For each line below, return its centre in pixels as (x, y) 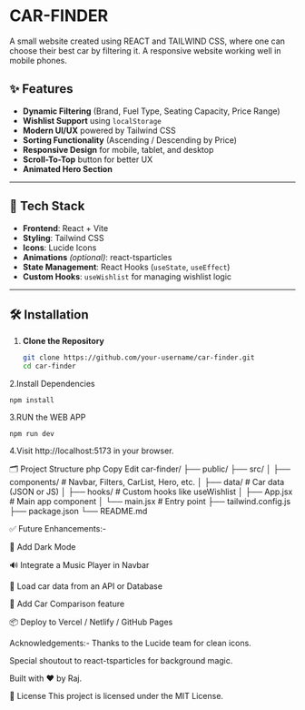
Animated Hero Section (68, 168)
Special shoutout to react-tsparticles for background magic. (121, 661)
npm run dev (32, 434)
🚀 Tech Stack (47, 206)
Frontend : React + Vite (65, 228)
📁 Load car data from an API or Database (86, 586)
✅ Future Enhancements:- (58, 529)
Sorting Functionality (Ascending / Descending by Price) (130, 140)
